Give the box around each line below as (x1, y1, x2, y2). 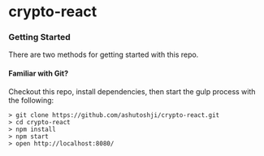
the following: (8, 95, 54, 105)
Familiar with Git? (8, 68, 69, 79)
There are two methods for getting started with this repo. (8, 50, 199, 59)
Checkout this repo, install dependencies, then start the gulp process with (8, 86, 256, 96)
